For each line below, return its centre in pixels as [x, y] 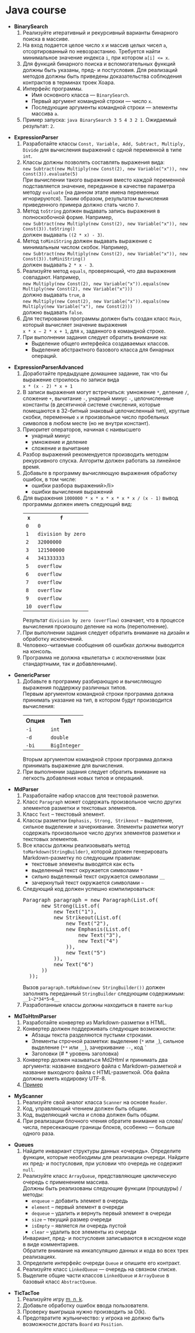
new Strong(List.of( [71, 906]
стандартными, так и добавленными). [70, 664]
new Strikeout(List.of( [88, 917]
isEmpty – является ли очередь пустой [79, 1225]
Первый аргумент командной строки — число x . [92, 101]
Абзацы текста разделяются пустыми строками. [92, 1035]
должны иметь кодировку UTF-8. [64, 1078]
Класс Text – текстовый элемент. [64, 814]
